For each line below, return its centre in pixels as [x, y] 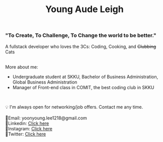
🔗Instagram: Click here [29, 128]
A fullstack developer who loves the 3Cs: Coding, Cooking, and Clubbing [81, 46]
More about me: [22, 67]
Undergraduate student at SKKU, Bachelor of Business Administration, [85, 77]
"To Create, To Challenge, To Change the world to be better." [81, 35]
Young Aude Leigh [85, 9]
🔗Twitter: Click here [26, 134]
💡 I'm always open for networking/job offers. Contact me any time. [74, 107]
